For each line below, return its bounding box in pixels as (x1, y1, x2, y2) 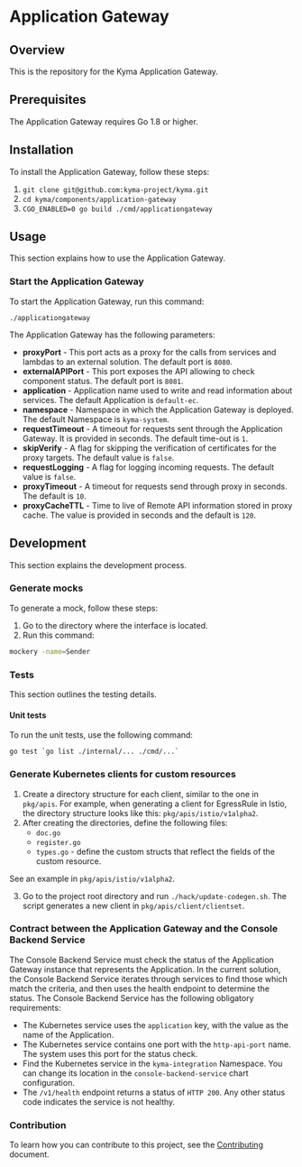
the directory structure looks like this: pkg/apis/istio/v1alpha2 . (22, 807, 259, 818)
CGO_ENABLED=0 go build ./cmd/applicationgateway (22, 205, 214, 214)
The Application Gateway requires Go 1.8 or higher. (9, 115, 198, 127)
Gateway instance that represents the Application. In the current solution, (9, 963, 281, 975)
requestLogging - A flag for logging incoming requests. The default (22, 462, 275, 473)
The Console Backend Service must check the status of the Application (9, 954, 275, 965)
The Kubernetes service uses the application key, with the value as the (22, 1019, 288, 1030)
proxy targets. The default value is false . (22, 452, 175, 463)
